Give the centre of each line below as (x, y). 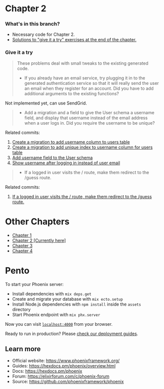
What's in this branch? (33, 24)
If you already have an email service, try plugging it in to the (85, 78)
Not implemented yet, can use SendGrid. (46, 103)
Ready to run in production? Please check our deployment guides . (72, 334)
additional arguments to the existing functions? (71, 93)
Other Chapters (37, 221)
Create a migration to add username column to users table (71, 142)
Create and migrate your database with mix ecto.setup (68, 299)
